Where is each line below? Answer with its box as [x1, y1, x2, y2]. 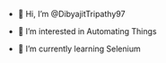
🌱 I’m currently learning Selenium [17, 43, 141, 54]
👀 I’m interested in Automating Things [17, 26, 157, 36]
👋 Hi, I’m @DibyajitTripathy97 [17, 9, 126, 19]
